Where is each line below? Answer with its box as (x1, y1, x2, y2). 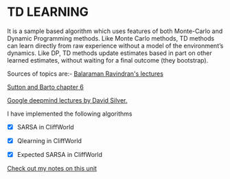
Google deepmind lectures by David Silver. (7, 96, 128, 104)
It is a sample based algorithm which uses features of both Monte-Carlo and (7, 27, 223, 35)
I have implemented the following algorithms (7, 109, 133, 118)
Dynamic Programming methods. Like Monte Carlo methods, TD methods (7, 34, 215, 42)
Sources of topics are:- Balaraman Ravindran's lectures (7, 70, 163, 78)
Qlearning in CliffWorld (16, 137, 82, 145)
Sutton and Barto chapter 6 (7, 83, 84, 91)
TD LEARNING (7, 4, 89, 20)
